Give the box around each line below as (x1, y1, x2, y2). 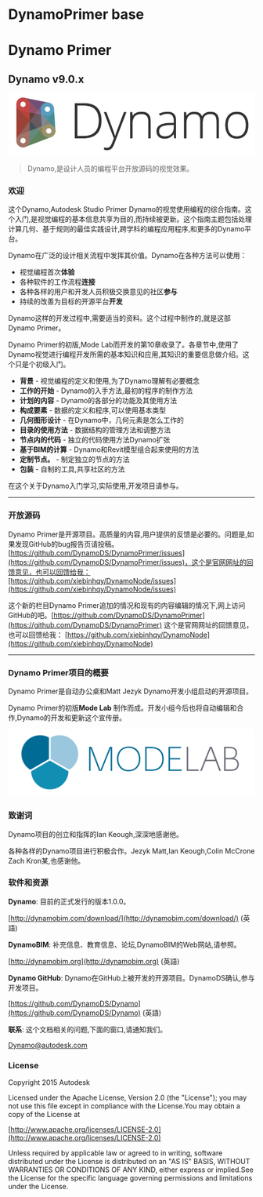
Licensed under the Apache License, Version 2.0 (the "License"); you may (8, 1093, 247, 1103)
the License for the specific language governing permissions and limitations (8, 1173, 253, 1183)
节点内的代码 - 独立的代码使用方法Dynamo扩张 (19, 435, 171, 445)
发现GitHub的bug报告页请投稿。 (14, 539, 119, 548)
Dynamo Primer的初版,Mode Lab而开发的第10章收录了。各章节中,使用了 (8, 340, 239, 350)
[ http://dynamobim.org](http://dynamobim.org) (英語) (8, 956, 180, 966)
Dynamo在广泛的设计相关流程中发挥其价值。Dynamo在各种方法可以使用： (8, 251, 247, 260)
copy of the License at (8, 1110, 81, 1119)
